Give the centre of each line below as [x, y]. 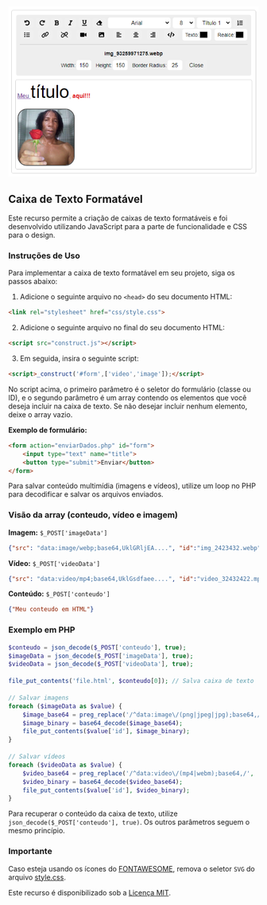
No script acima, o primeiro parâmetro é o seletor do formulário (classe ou [130, 389]
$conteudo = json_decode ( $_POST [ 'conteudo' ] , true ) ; [97, 647]
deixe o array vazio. [41, 414]
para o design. [32, 235]
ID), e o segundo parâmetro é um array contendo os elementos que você [128, 397]
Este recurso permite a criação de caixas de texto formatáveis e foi [118, 218]
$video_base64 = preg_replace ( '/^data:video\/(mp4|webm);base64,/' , [138, 773]
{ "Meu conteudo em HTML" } [51, 610]
